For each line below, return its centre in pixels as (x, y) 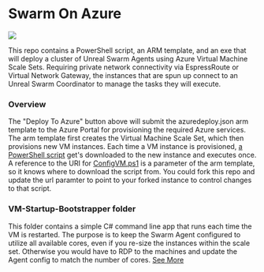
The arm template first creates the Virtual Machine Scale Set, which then (126, 138)
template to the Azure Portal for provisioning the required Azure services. (127, 130)
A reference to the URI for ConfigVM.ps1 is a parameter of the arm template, (132, 163)
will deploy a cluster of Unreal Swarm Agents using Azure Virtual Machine (128, 58)
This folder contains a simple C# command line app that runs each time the (130, 226)
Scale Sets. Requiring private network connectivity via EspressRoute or (123, 67)
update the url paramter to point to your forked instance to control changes (130, 180)
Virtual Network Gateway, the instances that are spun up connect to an (123, 75)
